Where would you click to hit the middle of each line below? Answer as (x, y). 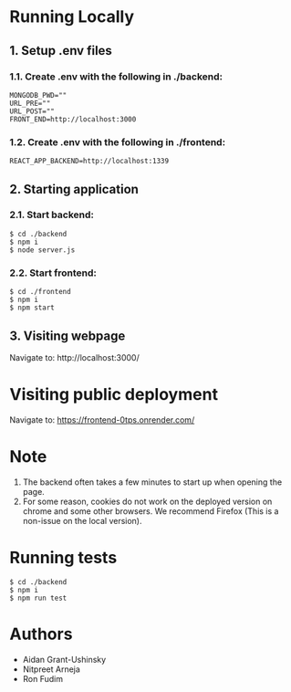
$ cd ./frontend (40, 292)
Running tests (63, 558)
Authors (41, 634)
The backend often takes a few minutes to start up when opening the (152, 482)
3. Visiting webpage (68, 336)
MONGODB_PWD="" (38, 95)
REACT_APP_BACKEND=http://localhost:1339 (89, 162)
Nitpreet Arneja (51, 669)
